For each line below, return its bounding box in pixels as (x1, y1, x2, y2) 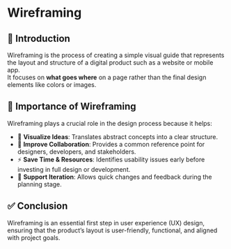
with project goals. (7, 233, 61, 241)
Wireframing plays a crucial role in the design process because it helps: (7, 119, 212, 127)
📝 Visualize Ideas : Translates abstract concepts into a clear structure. (17, 132, 218, 140)
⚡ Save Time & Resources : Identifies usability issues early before (17, 155, 205, 163)
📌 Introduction (7, 33, 71, 45)
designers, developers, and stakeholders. (17, 147, 136, 156)
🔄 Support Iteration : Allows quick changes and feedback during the (17, 172, 212, 181)
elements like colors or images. (7, 81, 97, 88)
